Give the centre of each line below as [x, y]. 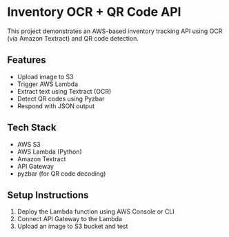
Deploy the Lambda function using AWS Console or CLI [96, 212]
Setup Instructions [48, 195]
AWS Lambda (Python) [50, 152]
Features [27, 60]
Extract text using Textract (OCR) [64, 91]
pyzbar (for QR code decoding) [61, 174]
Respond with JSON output [56, 106]
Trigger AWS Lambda [48, 84]
